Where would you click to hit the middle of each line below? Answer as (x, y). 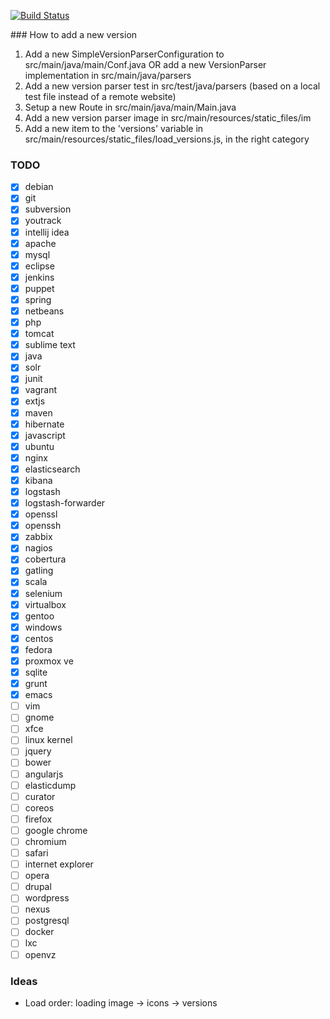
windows (43, 627)
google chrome (56, 830)
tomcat (39, 334)
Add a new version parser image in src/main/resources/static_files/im (168, 118)
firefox (38, 819)
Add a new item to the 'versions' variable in (114, 128)
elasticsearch (52, 469)
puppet (39, 288)
